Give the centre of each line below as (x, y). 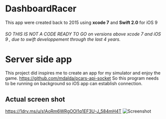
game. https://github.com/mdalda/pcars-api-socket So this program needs (82, 78)
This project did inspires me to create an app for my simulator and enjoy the (83, 73)
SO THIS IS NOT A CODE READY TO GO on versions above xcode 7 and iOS (83, 34)
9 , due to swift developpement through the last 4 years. (63, 39)
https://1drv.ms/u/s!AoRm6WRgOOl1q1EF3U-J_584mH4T (63, 111)
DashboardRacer (41, 9)
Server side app (39, 59)
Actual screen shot (35, 99)
